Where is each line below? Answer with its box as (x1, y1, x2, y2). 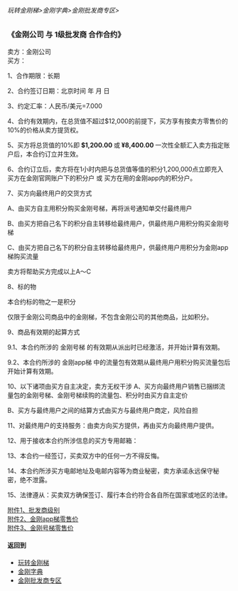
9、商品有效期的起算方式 (7, 328, 80, 336)
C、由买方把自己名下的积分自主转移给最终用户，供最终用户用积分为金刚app (7, 243, 229, 251)
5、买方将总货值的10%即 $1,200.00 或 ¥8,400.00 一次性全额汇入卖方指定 (7, 140, 224, 149)
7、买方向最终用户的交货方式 (7, 189, 92, 197)
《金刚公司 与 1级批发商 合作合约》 (7, 30, 126, 40)
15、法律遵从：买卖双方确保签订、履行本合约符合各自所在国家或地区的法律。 (7, 491, 232, 499)
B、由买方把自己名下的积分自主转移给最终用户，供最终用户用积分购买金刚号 (7, 219, 229, 227)
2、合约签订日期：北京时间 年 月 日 (7, 86, 110, 95)
